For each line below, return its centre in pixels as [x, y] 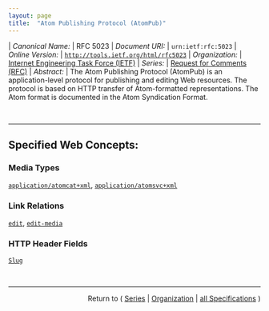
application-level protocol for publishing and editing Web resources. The [128, 80]
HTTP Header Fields [48, 244]
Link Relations [36, 206]
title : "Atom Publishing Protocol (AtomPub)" [87, 23]
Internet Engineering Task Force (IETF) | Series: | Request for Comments [127, 63]
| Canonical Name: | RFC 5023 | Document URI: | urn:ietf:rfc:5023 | [122, 46]
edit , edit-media [36, 223]
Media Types [34, 167]
